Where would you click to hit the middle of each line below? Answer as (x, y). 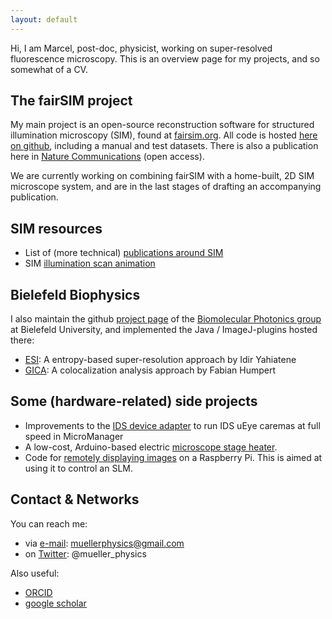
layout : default (44, 19)
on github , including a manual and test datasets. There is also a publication (164, 146)
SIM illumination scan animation (90, 263)
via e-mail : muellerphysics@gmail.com (104, 543)
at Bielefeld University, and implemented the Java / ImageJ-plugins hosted (164, 330)
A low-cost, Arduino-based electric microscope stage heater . (151, 447)
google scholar (55, 603)
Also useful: (35, 573)
